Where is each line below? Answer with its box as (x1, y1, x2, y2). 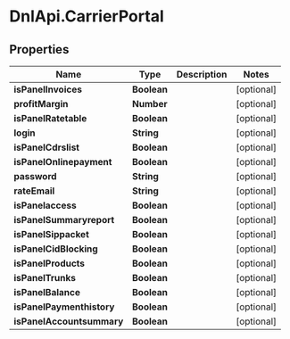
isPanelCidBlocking (13, 243, 98, 255)
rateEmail (13, 185, 55, 197)
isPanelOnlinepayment (13, 156, 112, 168)
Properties (9, 42, 70, 57)
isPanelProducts (13, 257, 86, 269)
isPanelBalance (13, 286, 80, 298)
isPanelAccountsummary (13, 315, 124, 327)
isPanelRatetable (13, 112, 87, 124)
